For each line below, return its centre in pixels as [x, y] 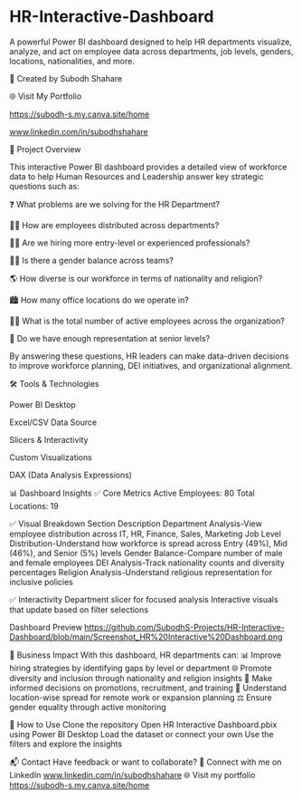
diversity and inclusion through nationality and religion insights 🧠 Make [141, 678]
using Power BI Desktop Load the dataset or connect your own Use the [142, 734]
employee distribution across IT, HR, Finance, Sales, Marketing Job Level [146, 534]
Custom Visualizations [51, 457]
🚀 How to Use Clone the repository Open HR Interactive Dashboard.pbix [143, 724]
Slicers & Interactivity [49, 439]
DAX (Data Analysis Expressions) [71, 475]
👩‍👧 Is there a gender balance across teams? [91, 260]
